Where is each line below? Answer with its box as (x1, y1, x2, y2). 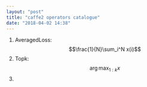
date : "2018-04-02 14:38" (6, 20, 71, 26)
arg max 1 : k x (89, 64, 121, 73)
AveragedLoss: (14, 37, 52, 44)
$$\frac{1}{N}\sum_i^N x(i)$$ (68, 46, 142, 53)
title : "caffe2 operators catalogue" (6, 14, 100, 20)
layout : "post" (6, 8, 44, 15)
